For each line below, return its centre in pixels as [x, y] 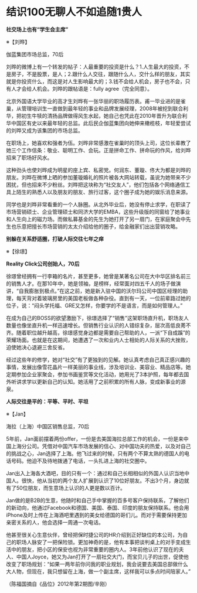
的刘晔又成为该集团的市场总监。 [45, 130]
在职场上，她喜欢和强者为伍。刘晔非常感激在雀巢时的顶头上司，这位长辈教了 [98, 143]
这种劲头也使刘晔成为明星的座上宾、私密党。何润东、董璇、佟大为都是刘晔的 [98, 170]
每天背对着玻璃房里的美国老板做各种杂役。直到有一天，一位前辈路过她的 [103, 298]
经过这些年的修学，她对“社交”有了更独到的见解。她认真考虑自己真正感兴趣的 [98, 359]
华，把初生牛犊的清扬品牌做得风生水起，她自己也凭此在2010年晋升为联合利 [97, 115]
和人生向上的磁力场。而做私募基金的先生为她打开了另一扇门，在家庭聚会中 [96, 219]
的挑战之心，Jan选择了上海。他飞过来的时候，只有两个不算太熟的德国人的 [95, 453]
